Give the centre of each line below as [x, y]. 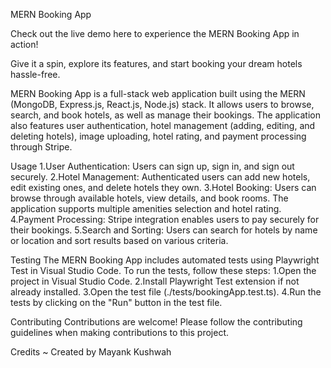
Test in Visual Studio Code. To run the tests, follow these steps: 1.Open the [163, 270]
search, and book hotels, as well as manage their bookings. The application [166, 115]
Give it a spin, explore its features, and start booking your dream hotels [156, 63]
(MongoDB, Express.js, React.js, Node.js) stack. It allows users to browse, [162, 104]
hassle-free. [35, 74]
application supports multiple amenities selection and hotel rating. [146, 208]
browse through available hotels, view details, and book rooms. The [149, 198]
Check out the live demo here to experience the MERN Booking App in [155, 33]
